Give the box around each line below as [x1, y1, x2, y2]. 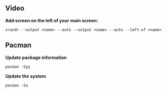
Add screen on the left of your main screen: [5, 17, 99, 23]
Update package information [5, 54, 67, 60]
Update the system [5, 73, 47, 79]
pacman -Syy [5, 64, 30, 69]
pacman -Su [5, 83, 28, 88]
